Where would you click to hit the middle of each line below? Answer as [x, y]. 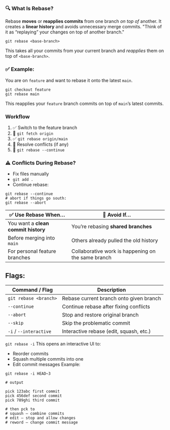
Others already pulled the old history [115, 241]
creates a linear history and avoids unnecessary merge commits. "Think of [83, 27]
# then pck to [20, 409]
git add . [23, 180]
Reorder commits [31, 354]
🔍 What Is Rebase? [30, 8]
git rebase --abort [26, 203]
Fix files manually [31, 174]
